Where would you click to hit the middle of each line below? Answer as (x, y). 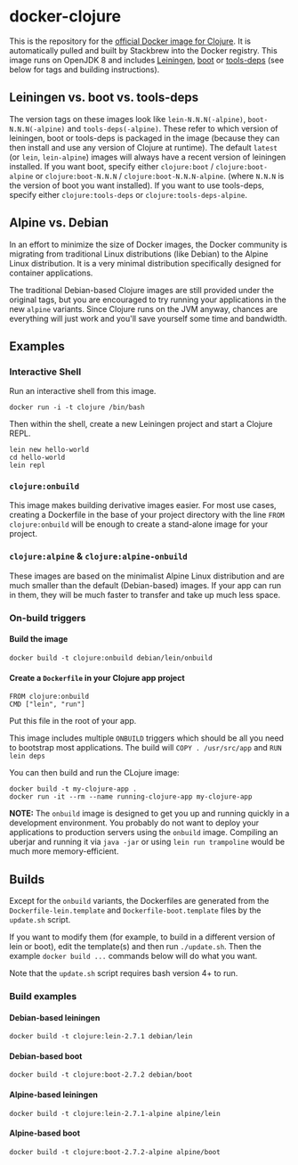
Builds (27, 879)
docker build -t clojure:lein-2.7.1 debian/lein (101, 1037)
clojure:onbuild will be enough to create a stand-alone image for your (139, 524)
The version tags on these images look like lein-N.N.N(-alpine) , (128, 119)
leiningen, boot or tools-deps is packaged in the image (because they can (145, 138)
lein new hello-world (49, 450)
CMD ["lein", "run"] (48, 705)
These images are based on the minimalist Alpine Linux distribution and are (147, 576)
